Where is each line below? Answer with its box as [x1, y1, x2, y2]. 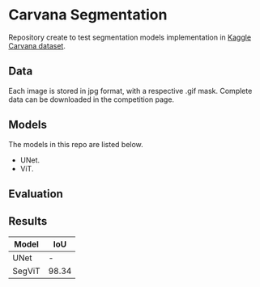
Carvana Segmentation [8, 6, 168, 24]
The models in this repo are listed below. [8, 139, 143, 149]
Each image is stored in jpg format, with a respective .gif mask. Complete [8, 86, 253, 95]
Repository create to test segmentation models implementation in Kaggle [8, 32, 252, 42]
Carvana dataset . [8, 40, 66, 50]
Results [8, 214, 48, 228]
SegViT [12, 265, 40, 276]
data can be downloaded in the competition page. [8, 95, 175, 104]
